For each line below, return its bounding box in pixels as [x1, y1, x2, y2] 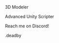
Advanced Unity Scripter [5, 14, 54, 19]
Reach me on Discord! [5, 23, 49, 29]
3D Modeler [5, 4, 29, 10]
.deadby [5, 33, 22, 38]
